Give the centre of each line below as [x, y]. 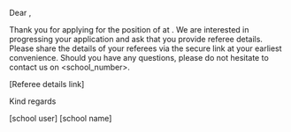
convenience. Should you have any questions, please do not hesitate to [139, 58]
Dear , [20, 13]
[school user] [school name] [61, 118]
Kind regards [33, 101]
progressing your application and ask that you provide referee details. [136, 39]
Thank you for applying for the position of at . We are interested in [129, 29]
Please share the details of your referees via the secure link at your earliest [145, 48]
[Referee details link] [47, 84]
